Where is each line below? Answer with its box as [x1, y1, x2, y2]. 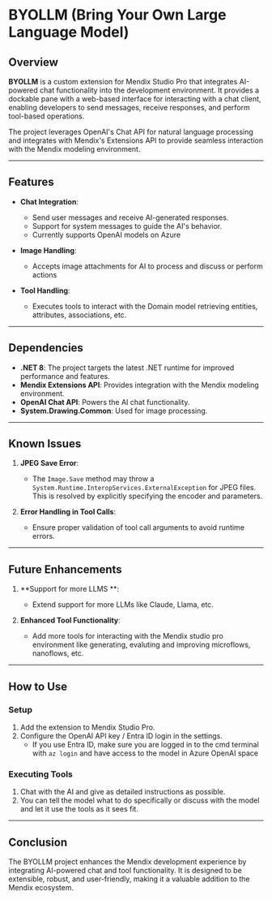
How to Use [8, 679, 68, 693]
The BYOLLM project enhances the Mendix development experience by [8, 857, 247, 867]
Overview [8, 55, 59, 69]
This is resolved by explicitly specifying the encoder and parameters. [32, 491, 263, 501]
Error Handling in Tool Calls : [19, 507, 116, 517]
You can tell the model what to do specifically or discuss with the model [19, 795, 260, 805]
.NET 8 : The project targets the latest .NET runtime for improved [19, 363, 235, 372]
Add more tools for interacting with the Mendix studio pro [32, 631, 224, 641]
